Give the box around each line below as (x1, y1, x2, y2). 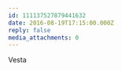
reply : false (8, 26, 51, 34)
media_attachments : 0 (8, 33, 79, 42)
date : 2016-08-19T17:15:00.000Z (8, 19, 114, 27)
